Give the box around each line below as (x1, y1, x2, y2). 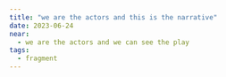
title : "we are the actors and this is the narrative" (9, 12, 218, 22)
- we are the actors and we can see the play (17, 37, 190, 47)
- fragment (17, 54, 58, 63)
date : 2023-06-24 (9, 21, 74, 30)
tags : (9, 46, 29, 55)
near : (9, 29, 29, 38)
